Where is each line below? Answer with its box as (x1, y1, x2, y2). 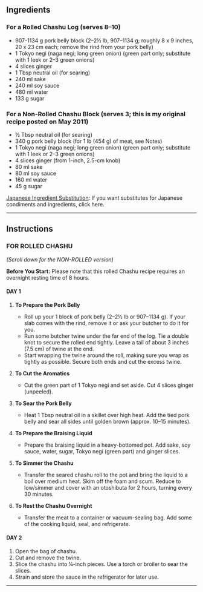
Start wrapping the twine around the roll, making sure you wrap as (24, 351, 189, 359)
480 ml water (14, 88, 49, 96)
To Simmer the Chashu (14, 459, 74, 467)
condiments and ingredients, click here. (6, 200, 105, 208)
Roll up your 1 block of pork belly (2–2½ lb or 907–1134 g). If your (24, 313, 186, 320)
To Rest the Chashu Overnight (14, 502, 92, 509)
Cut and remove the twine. (14, 554, 82, 562)
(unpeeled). (24, 387, 53, 395)
